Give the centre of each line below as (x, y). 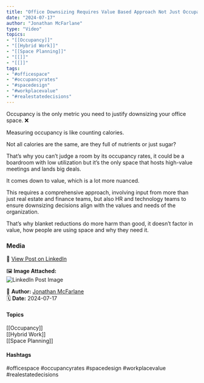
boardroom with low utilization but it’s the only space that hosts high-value (100, 162)
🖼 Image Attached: (31, 271)
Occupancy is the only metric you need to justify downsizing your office (96, 114)
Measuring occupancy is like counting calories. (65, 132)
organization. (23, 212)
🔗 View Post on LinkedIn (36, 259)
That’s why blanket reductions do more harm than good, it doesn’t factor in (100, 223)
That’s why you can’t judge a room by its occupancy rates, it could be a (95, 156)
